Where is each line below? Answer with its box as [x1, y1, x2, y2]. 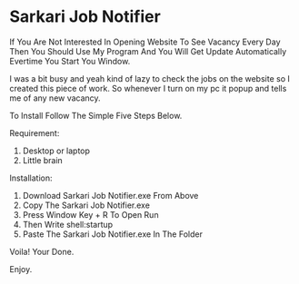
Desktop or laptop [22, 145, 91, 156]
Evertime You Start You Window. [9, 55, 131, 66]
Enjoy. [9, 263, 33, 274]
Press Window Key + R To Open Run [22, 209, 159, 220]
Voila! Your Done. [9, 246, 75, 257]
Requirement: [9, 127, 60, 138]
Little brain [22, 154, 64, 165]
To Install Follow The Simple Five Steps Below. [9, 110, 183, 121]
